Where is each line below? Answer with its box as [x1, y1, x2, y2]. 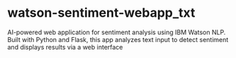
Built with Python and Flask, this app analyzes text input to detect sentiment [7, 35, 229, 43]
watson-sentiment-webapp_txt [7, 5, 196, 21]
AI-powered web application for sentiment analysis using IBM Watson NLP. [7, 28, 226, 36]
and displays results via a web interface [7, 43, 123, 51]
